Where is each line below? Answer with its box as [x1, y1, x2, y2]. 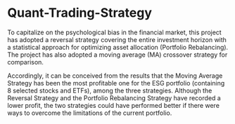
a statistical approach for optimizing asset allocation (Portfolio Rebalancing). [7, 43, 229, 51]
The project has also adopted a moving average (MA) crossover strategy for [7, 50, 228, 59]
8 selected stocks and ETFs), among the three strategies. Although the [7, 86, 212, 95]
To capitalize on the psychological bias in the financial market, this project [7, 28, 222, 36]
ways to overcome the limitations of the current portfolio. [7, 109, 172, 117]
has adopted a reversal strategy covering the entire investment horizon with [7, 35, 227, 43]
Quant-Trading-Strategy [7, 5, 153, 21]
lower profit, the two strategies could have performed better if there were [7, 101, 220, 109]
